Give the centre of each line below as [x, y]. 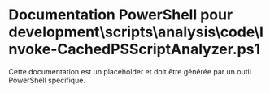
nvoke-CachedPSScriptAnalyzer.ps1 [135, 49]
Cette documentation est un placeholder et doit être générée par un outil [130, 71]
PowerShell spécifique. [47, 80]
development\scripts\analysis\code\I [136, 32]
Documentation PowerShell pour [121, 15]
